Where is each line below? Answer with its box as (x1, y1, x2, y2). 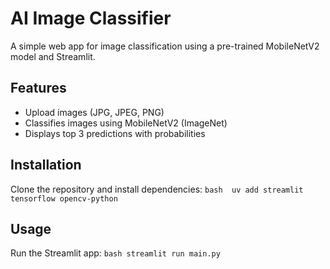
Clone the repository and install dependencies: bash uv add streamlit (10, 183, 304, 195)
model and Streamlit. (10, 50, 96, 62)
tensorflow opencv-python (10, 193, 118, 204)
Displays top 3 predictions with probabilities (24, 127, 206, 139)
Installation (10, 157, 82, 174)
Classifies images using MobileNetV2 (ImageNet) (24, 117, 228, 129)
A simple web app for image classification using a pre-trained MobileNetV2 (10, 40, 320, 52)
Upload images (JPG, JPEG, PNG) (24, 106, 165, 118)
